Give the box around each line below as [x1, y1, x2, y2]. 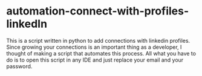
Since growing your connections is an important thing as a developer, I [6, 43, 182, 51]
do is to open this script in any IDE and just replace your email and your [6, 56, 184, 63]
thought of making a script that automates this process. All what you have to [6, 49, 197, 57]
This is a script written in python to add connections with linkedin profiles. [6, 37, 191, 44]
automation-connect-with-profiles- [6, 4, 189, 18]
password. [6, 62, 33, 70]
